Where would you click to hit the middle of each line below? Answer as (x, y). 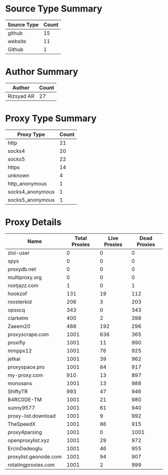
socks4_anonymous (31, 192)
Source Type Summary (54, 9)
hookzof (17, 293)
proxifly (17, 343)
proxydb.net (22, 269)
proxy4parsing (25, 432)
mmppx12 (20, 351)
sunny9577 (21, 408)
